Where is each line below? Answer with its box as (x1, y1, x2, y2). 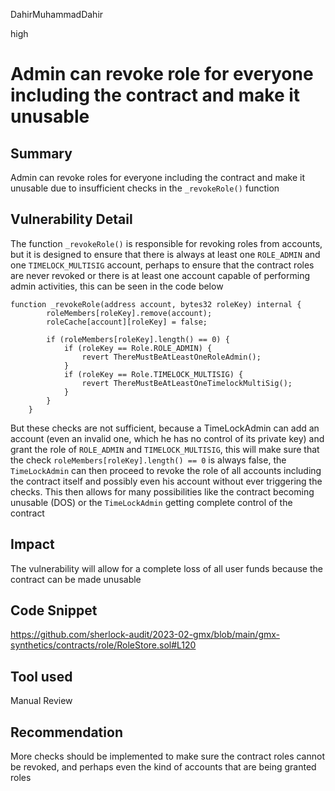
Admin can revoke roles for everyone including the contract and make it (10, 172, 306, 183)
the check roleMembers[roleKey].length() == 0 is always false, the (10, 454, 287, 466)
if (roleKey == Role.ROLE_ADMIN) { (63, 343, 213, 353)
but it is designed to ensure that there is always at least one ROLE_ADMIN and (10, 248, 321, 260)
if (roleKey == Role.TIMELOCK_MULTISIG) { (63, 369, 244, 379)
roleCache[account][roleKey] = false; (46, 317, 208, 327)
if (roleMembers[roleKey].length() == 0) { (46, 334, 230, 344)
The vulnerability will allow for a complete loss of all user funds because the (10, 562, 323, 574)
